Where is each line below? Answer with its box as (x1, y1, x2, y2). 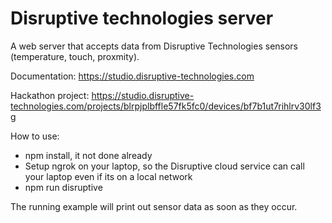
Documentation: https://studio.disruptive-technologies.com (10, 70, 255, 82)
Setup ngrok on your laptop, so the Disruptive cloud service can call (24, 160, 305, 172)
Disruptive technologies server (10, 7, 274, 30)
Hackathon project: (10, 89, 90, 101)
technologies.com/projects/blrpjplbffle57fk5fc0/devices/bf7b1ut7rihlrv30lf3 (10, 100, 322, 112)
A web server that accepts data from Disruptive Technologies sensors (10, 40, 299, 52)
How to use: (10, 130, 60, 142)
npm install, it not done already (24, 149, 153, 161)
